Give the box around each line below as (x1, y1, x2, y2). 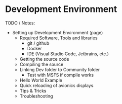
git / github (27, 40, 49, 46)
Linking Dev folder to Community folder (19, 66, 100, 73)
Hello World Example (19, 77, 63, 83)
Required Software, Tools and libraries (19, 35, 98, 41)
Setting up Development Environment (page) (12, 29, 103, 35)
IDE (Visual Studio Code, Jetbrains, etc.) (27, 51, 109, 57)
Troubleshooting (19, 93, 53, 99)
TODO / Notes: (5, 20, 36, 26)
